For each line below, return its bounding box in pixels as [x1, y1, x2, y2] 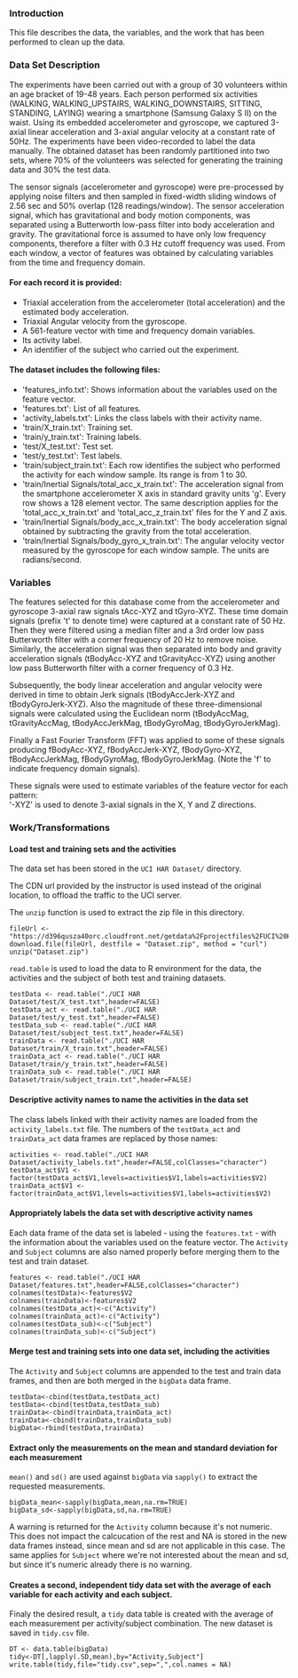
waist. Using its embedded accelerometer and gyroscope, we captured [9, 116, 269, 127]
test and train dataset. [9, 1256, 90, 1266]
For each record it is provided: [9, 277, 122, 288]
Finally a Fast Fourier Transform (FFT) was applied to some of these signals [9, 735, 286, 746]
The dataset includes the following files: [9, 364, 161, 375]
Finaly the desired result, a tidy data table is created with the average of [9, 1609, 274, 1619]
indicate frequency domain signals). [9, 763, 140, 774]
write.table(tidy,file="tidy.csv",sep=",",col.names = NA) [9, 1660, 232, 1669]
